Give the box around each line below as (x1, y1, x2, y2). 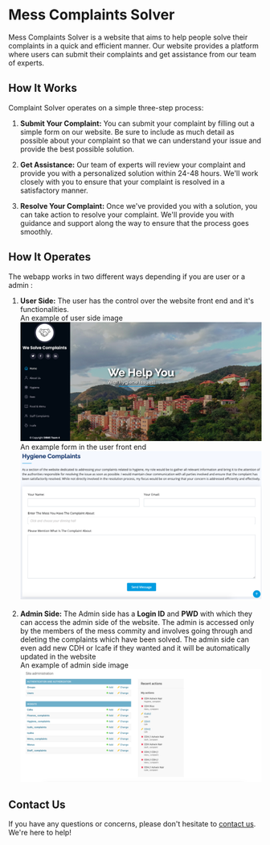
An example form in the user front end (19, 442, 147, 452)
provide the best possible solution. (19, 144, 135, 154)
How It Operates (8, 250, 92, 264)
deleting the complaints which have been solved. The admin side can (19, 635, 249, 644)
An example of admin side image (19, 660, 129, 670)
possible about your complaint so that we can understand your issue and (19, 135, 262, 145)
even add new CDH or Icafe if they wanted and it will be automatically (19, 643, 251, 653)
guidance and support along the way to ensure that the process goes (19, 218, 249, 227)
